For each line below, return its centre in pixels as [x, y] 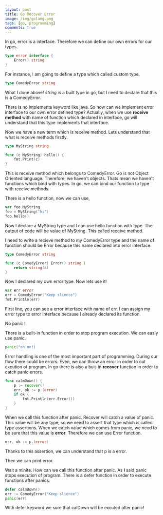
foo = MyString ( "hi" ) [27, 212]
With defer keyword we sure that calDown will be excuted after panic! [75, 508]
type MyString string [27, 146]
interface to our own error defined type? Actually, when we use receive [77, 112]
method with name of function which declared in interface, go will [71, 117]
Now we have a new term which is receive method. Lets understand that [77, 132]
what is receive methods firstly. [36, 137]
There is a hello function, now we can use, [47, 198]
